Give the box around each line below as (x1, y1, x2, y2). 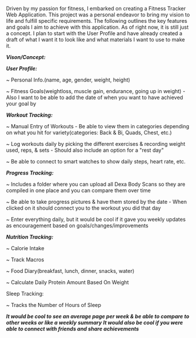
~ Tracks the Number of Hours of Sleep (6, 302, 101, 308)
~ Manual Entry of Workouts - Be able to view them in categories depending (6, 123, 190, 129)
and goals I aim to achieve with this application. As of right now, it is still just (6, 23, 189, 30)
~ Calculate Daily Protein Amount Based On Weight (6, 279, 129, 286)
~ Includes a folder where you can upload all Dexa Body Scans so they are (6, 181, 185, 187)
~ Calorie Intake (6, 245, 45, 251)
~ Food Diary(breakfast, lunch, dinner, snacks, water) (6, 268, 135, 274)
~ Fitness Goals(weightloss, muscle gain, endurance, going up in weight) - (6, 88, 185, 94)
